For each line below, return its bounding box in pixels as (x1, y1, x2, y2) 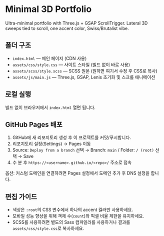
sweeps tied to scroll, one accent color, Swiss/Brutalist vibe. (5, 25, 129, 31)
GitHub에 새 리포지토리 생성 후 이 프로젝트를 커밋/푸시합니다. (12, 134, 131, 140)
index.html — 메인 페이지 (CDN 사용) (12, 55, 87, 61)
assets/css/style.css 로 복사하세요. (12, 225, 84, 231)
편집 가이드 (5, 192, 37, 201)
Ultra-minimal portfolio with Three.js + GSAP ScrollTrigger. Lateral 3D (5, 20, 148, 26)
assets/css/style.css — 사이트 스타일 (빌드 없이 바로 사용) (12, 61, 130, 67)
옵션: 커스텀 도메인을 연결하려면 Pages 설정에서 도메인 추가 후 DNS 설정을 (5, 170, 150, 176)
